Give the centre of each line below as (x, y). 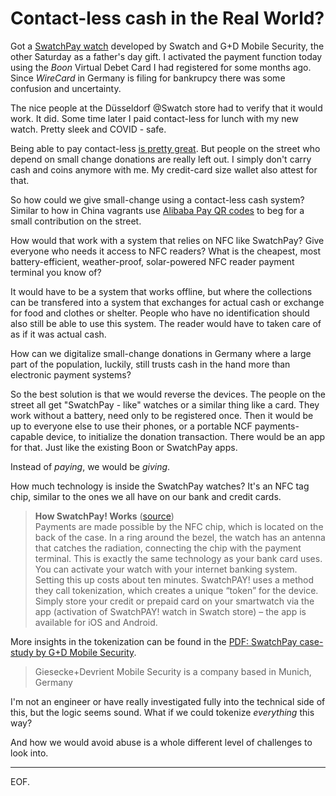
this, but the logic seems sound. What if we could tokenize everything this (162, 712)
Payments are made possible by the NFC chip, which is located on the (179, 526)
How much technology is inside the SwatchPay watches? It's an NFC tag (160, 486)
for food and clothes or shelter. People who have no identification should (160, 313)
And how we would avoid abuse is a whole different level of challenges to (161, 742)
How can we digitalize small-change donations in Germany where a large (161, 353)
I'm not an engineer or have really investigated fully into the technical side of (168, 701)
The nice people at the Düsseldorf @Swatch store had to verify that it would (166, 108)
